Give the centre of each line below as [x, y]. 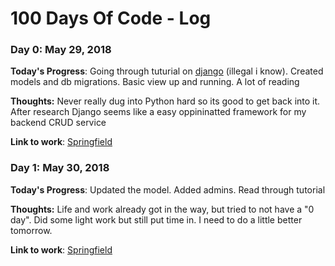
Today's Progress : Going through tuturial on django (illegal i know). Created [167, 71]
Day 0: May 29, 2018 [61, 50]
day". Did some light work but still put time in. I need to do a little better [156, 219]
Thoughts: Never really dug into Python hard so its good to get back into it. [165, 101]
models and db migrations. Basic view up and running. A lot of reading [155, 82]
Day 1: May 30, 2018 [60, 168]
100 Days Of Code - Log [111, 18]
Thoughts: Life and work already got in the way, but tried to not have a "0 [162, 209]
